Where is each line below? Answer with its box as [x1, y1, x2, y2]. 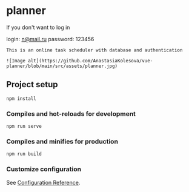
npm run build [6, 151, 42, 157]
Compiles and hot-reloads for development [6, 110, 136, 118]
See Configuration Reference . [6, 179, 81, 186]
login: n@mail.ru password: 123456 [6, 35, 94, 42]
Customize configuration [6, 165, 82, 173]
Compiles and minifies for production [6, 137, 118, 145]
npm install [6, 95, 36, 102]
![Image [6, 58, 26, 64]
